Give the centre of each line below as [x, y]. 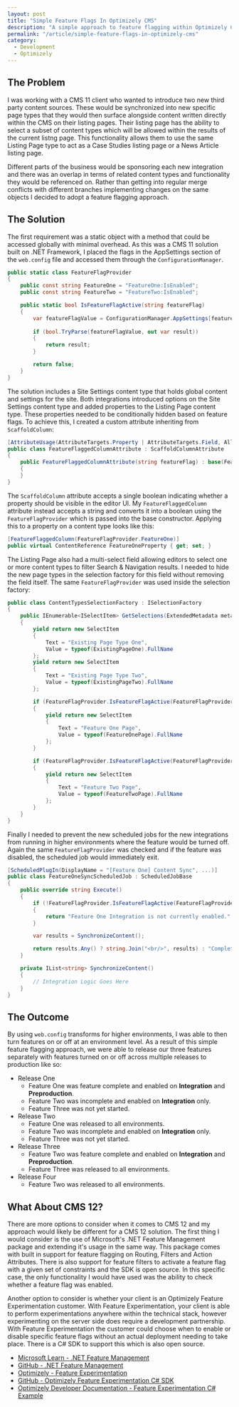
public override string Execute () [71, 890]
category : [22, 41]
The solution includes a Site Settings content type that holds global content [117, 391]
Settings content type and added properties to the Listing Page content [112, 406]
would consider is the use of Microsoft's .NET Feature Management [106, 1239]
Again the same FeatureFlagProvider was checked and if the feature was [115, 849]
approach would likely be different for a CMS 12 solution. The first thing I [113, 1232]
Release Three [39, 1147]
